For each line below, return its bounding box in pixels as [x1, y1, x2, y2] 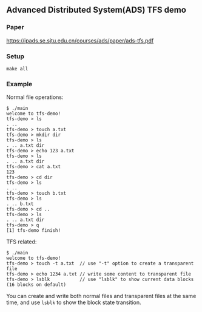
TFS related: [6, 238, 37, 245]
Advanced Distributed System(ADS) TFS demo [6, 5, 187, 15]
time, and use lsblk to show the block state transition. [6, 299, 141, 306]
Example [6, 80, 33, 88]
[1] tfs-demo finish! [6, 228, 61, 234]
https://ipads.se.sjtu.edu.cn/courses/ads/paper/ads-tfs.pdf [6, 36, 154, 44]
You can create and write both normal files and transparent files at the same [6, 293, 197, 300]
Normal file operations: [6, 93, 64, 101]
